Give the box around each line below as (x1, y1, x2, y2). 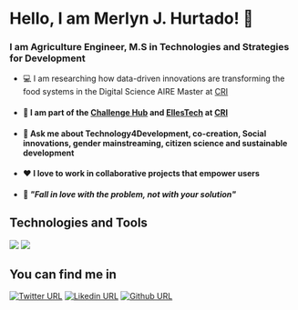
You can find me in (9, 267, 117, 283)
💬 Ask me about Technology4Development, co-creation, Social (22, 127, 267, 139)
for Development (9, 52, 86, 65)
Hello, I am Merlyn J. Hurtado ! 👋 (9, 8, 254, 29)
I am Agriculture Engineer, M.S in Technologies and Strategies (9, 41, 290, 54)
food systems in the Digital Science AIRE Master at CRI (22, 86, 229, 97)
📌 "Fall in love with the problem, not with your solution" (22, 188, 237, 199)
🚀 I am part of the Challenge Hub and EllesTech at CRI (22, 107, 229, 118)
